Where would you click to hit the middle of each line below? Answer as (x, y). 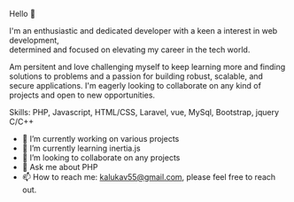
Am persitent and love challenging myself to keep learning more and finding (147, 67)
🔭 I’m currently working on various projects (101, 139)
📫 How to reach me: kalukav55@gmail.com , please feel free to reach (149, 177)
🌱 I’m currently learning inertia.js (81, 148)
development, (34, 40)
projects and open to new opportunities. (82, 95)
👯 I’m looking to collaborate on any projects (101, 158)
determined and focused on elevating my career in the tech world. (130, 50)
